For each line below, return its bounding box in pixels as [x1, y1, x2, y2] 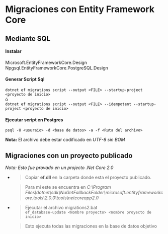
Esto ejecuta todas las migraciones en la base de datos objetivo [25, 223, 157, 229]
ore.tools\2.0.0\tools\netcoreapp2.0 [25, 195, 99, 201]
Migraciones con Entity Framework [5, 4, 155, 15]
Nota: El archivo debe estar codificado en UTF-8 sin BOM [5, 137, 125, 143]
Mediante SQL [5, 34, 51, 43]
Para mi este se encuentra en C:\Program [25, 184, 111, 190]
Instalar [5, 48, 22, 54]
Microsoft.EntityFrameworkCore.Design [5, 59, 87, 65]
